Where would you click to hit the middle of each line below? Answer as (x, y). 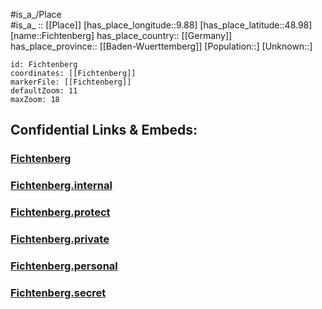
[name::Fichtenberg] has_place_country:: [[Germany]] (121, 35)
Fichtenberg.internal (61, 186)
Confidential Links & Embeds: (104, 130)
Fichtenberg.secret (58, 292)
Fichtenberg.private (60, 239)
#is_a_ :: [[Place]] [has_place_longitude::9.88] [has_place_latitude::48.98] (161, 25)
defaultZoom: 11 (44, 91)
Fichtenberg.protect (60, 212)
